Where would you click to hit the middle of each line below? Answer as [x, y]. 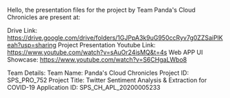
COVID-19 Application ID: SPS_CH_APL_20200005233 [84, 87]
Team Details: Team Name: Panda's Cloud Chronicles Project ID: [98, 73]
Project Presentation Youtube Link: [107, 45]
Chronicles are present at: [44, 17]
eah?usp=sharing [32, 45]
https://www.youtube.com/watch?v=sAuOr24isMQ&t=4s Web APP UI [105, 52]
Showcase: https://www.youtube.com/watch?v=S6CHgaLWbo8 [97, 60]
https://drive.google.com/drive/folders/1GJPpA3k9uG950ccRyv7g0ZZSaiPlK [115, 38]
